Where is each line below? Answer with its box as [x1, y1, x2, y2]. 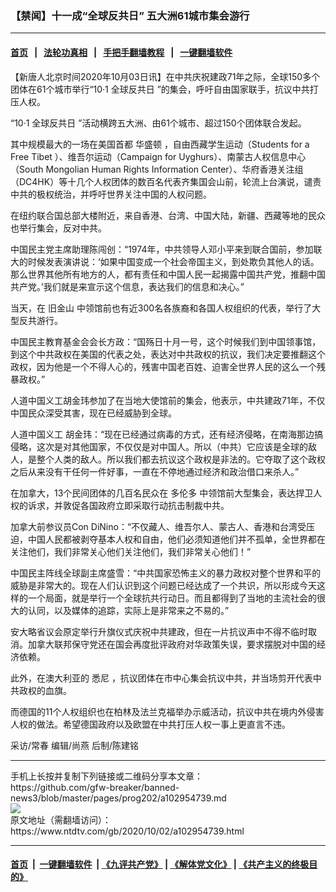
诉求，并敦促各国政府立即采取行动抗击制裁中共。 [27, 499, 230, 511]
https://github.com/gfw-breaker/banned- [10, 781, 180, 793]
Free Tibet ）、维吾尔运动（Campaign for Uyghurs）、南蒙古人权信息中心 [10, 150, 307, 162]
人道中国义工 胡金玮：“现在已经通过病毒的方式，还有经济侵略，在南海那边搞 [10, 428, 324, 440]
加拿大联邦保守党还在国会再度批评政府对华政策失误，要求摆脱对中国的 [27, 638, 317, 650]
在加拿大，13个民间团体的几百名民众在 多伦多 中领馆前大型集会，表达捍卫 [10, 487, 314, 499]
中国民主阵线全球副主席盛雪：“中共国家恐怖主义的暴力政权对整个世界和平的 [10, 567, 322, 579]
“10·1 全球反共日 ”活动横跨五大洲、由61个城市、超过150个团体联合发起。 [10, 117, 307, 129]
